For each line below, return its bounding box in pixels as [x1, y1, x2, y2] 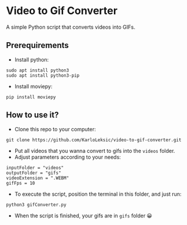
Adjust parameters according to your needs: [14, 154, 121, 161]
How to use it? [6, 110, 59, 120]
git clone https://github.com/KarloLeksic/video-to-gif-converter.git [6, 137, 182, 143]
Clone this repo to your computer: [14, 125, 96, 132]
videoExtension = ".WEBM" [6, 175, 69, 181]
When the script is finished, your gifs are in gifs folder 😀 [14, 212, 153, 219]
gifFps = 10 [6, 180, 35, 186]
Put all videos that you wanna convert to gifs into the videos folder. [14, 147, 175, 154]
